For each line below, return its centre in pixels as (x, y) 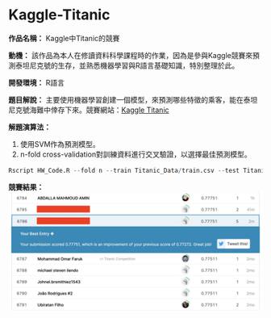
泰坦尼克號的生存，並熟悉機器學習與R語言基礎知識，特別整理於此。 (127, 65)
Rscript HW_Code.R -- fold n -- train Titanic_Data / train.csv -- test (124, 170)
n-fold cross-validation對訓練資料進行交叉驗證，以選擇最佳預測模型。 (135, 154)
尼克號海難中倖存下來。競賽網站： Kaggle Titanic (89, 110)
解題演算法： (29, 127)
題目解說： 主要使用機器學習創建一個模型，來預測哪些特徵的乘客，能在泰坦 (133, 99)
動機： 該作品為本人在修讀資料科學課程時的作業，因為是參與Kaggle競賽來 (130, 55)
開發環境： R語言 (36, 82)
